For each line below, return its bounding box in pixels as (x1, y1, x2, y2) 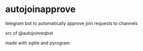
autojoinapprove (5, 4, 76, 15)
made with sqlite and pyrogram (5, 39, 70, 46)
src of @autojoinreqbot (5, 30, 54, 36)
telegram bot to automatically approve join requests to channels (5, 20, 138, 26)
